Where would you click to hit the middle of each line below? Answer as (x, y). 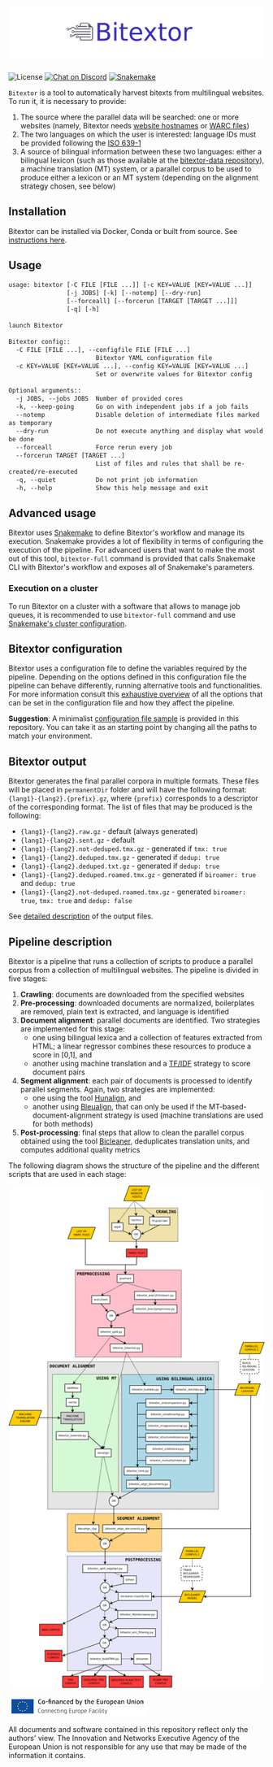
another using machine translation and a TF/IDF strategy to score (141, 1063)
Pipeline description (60, 942)
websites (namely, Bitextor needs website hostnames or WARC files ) (134, 125)
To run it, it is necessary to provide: (67, 101)
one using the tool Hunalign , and (87, 1098)
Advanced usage (52, 513)
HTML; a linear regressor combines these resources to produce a (142, 1046)
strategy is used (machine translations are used (184, 1115)
